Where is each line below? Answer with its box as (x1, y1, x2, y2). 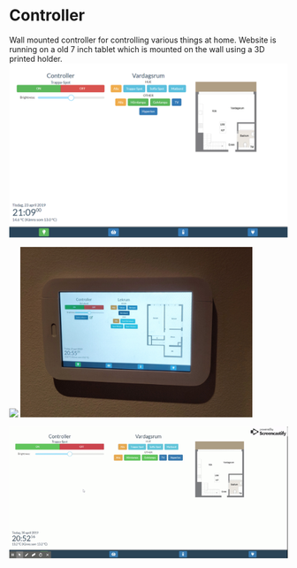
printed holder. (9, 53, 63, 64)
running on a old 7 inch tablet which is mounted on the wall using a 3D (9, 43, 265, 54)
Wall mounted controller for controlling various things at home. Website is (9, 35, 277, 45)
